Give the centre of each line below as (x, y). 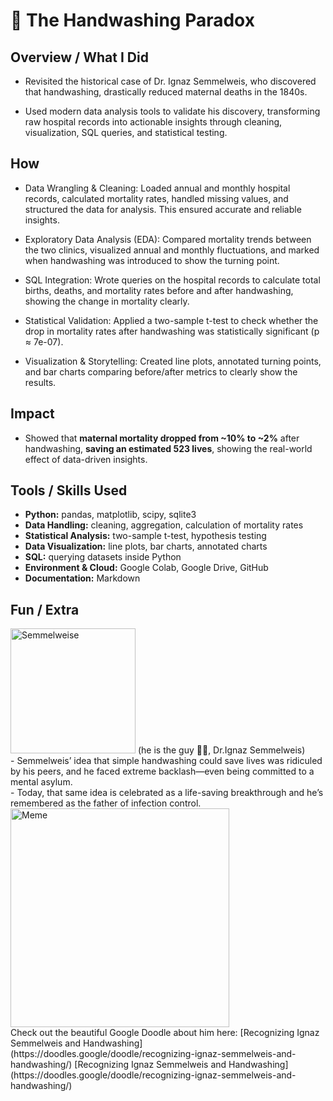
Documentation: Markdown (82, 578)
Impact (32, 414)
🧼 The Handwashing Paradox (132, 20)
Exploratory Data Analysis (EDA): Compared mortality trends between (168, 239)
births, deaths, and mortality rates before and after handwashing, (159, 290)
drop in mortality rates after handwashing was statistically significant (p (172, 331)
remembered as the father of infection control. (106, 803)
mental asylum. (41, 782)
